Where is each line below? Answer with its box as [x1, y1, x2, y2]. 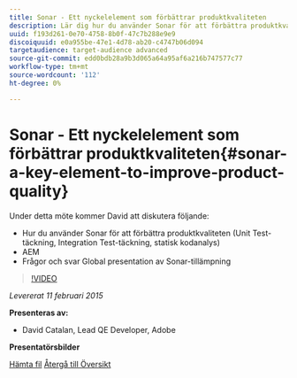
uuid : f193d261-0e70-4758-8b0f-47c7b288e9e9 [9, 29, 176, 38]
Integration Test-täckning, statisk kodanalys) [57, 236, 221, 248]
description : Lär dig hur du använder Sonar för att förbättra [9, 21, 247, 30]
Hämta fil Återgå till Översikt [9, 359, 111, 369]
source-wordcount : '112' [9, 71, 101, 80]
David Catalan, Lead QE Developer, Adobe [21, 324, 177, 335]
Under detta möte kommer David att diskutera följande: [9, 210, 209, 221]
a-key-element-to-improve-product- [9, 162, 285, 182]
